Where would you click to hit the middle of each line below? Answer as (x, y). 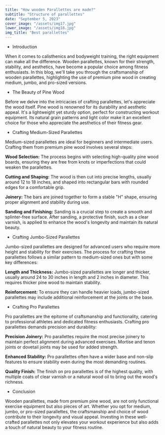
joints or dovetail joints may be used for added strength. (62, 347)
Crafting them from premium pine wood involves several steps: (69, 147)
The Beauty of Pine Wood (38, 92)
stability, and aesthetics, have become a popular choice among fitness (77, 67)
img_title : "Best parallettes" (37, 33)
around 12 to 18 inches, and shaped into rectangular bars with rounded (77, 182)
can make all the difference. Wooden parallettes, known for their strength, (80, 62)
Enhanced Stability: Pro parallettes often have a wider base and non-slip (79, 357)
